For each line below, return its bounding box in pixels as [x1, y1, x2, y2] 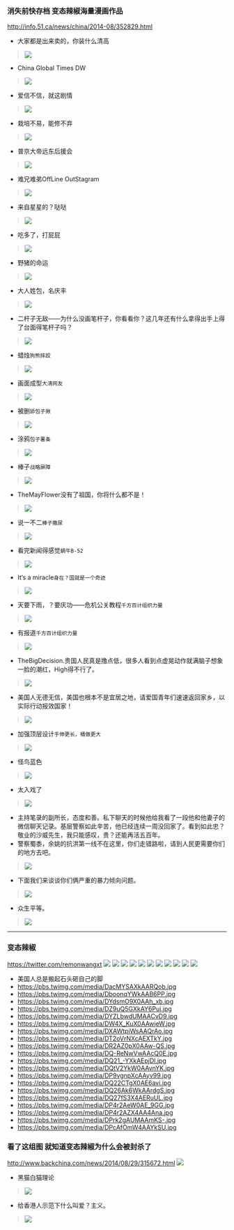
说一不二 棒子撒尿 [17, 518, 63, 527]
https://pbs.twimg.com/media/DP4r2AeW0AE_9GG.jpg [17, 1100, 175, 1109]
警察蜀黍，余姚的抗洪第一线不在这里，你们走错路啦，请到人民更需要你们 [17, 840, 225, 848]
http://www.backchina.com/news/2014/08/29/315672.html [7, 1159, 175, 1167]
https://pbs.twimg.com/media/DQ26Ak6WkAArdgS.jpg [17, 1086, 175, 1094]
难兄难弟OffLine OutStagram [17, 175, 100, 183]
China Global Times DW [17, 64, 86, 73]
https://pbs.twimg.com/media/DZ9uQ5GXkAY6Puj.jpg [17, 1004, 172, 1012]
